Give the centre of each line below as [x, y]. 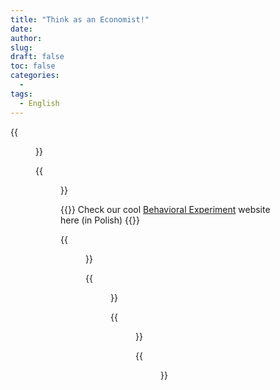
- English [39, 103]
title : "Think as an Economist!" [80, 19]
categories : [35, 76]
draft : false [37, 57]
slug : [21, 47]
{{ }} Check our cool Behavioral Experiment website [165, 209]
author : [26, 38]
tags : [21, 94]
